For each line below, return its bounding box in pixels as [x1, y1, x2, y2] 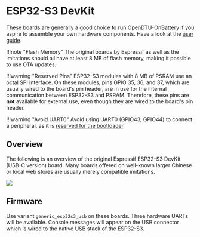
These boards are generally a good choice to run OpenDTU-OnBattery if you [6, 24, 195, 31]
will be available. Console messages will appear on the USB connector [6, 218, 179, 226]
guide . [6, 36, 22, 44]
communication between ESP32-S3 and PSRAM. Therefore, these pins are [6, 91, 190, 99]
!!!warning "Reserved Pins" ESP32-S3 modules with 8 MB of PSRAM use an [6, 72, 192, 79]
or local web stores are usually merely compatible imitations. [6, 168, 155, 175]
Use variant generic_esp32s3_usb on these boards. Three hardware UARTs [6, 212, 189, 219]
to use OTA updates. [6, 61, 57, 68]
